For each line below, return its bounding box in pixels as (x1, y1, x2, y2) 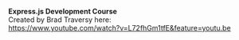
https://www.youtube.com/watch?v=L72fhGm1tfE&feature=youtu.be (8, 24, 231, 32)
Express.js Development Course (8, 7, 118, 16)
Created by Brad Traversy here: (8, 15, 112, 24)
